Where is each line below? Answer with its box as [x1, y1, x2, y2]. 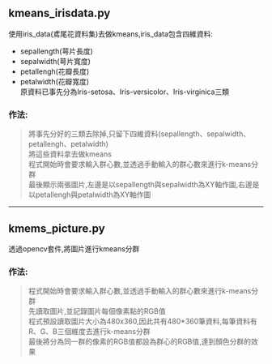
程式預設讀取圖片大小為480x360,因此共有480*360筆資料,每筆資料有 [28, 316, 257, 327]
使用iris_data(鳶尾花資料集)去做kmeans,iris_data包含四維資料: [8, 28, 213, 39]
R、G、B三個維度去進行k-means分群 [28, 327, 151, 336]
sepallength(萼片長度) [19, 46, 93, 56]
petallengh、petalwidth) [28, 139, 109, 149]
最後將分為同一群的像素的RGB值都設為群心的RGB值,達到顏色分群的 [28, 336, 252, 347]
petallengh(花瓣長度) [19, 66, 90, 76]
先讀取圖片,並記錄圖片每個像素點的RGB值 [28, 306, 166, 316]
